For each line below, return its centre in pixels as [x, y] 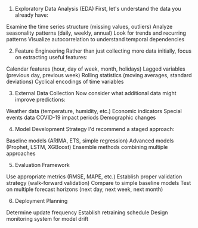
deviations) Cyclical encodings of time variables [65, 81]
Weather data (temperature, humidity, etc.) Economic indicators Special [94, 111]
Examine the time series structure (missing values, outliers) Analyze [89, 27]
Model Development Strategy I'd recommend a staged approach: [95, 129]
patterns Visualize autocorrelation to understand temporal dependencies [95, 39]
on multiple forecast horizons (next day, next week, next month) [85, 189]
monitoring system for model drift [47, 219]
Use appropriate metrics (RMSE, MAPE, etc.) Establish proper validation [94, 177]
